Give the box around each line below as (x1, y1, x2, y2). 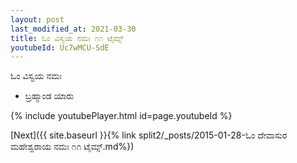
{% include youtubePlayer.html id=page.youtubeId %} (10, 110, 233, 122)
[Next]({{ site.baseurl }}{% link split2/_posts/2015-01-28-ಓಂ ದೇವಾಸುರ (10, 129, 288, 141)
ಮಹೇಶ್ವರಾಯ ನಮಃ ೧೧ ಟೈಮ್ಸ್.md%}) (10, 141, 135, 153)
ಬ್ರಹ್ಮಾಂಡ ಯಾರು (24, 90, 75, 102)
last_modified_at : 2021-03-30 (10, 24, 137, 34)
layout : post (10, 14, 65, 25)
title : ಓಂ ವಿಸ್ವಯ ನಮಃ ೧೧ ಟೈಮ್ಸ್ (10, 33, 124, 43)
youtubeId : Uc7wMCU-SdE (10, 42, 110, 53)
